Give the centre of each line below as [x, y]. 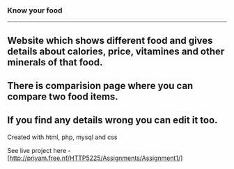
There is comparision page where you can [100, 86]
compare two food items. [63, 97]
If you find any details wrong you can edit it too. [112, 120]
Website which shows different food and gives [110, 40]
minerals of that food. [55, 62]
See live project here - [39, 150]
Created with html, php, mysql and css [62, 137]
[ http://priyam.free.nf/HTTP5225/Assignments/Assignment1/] [95, 158]
